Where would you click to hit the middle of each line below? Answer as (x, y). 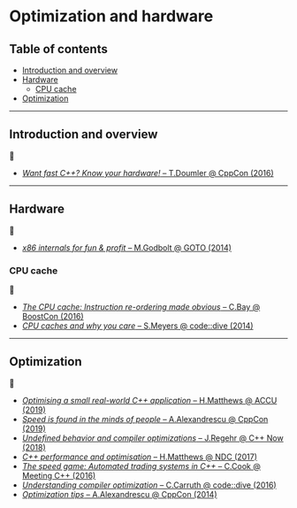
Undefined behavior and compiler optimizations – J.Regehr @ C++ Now (153, 438)
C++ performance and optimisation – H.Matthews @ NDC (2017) (140, 457)
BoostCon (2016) (53, 316)
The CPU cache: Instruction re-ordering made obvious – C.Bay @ (141, 306)
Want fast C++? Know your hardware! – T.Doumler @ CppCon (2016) (148, 173)
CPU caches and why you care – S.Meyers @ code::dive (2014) (137, 326)
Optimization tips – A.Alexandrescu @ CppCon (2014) (120, 494)
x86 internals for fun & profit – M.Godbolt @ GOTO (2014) (127, 247)
